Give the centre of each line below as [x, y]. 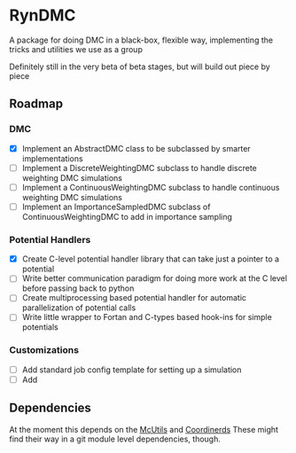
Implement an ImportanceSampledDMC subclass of [116, 207]
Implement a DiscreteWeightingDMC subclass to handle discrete [139, 168]
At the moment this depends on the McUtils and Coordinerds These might [144, 429]
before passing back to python [78, 288]
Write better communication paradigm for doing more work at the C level [155, 278]
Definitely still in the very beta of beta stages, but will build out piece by [140, 66]
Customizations [44, 350]
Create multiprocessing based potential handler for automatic [134, 298]
